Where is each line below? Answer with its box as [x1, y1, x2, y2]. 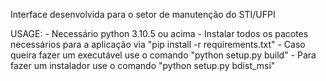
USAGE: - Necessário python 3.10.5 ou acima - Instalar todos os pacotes [10, 28, 309, 39]
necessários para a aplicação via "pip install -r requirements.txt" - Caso [10, 39, 306, 50]
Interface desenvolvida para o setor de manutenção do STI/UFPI [10, 9, 276, 20]
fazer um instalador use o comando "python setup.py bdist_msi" [10, 60, 276, 71]
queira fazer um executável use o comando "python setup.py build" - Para [10, 49, 317, 61]
